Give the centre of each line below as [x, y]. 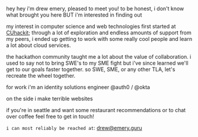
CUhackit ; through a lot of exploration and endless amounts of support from [99, 33]
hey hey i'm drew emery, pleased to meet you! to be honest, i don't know [95, 9]
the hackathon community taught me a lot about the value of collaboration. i [99, 57]
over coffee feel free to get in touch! [50, 116]
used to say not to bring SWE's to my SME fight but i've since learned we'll [97, 63]
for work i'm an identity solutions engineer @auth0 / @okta [78, 87]
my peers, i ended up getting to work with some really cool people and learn [99, 39]
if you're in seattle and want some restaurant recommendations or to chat [96, 110]
